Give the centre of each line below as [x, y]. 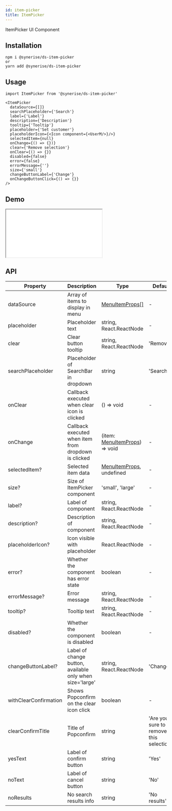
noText [16, 780]
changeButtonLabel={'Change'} [42, 175]
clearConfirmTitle [29, 731]
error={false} [25, 161]
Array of [77, 294]
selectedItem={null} [32, 139]
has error [78, 578]
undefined [114, 473]
